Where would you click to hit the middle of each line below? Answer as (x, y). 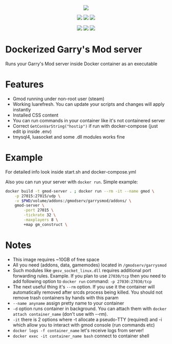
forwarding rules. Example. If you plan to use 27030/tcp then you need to (89, 276)
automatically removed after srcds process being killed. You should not (88, 292)
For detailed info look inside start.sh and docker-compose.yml (71, 171)
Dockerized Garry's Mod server (74, 50)
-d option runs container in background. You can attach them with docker (90, 309)
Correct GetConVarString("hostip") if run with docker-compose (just (85, 126)
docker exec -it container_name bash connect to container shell (81, 336)
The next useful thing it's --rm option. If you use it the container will (84, 286)
